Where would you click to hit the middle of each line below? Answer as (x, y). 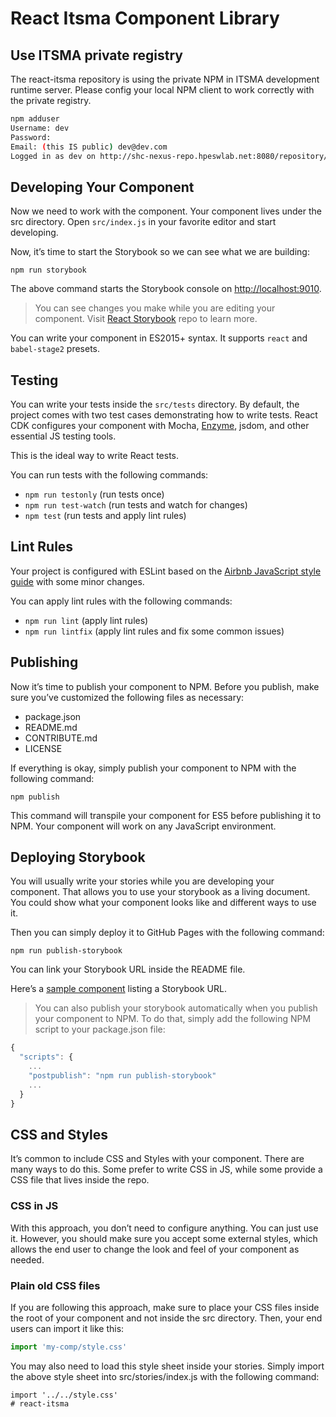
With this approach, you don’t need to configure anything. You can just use (164, 1228)
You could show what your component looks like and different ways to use (163, 903)
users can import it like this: (67, 1328)
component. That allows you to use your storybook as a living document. (160, 892)
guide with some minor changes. (77, 581)
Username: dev (40, 128)
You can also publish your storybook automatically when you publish (176, 1008)
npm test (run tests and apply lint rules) (105, 515)
